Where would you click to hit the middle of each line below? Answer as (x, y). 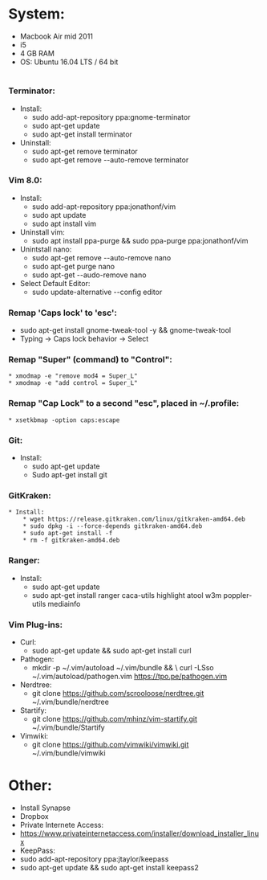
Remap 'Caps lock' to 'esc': (63, 313)
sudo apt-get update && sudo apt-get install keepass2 (109, 867)
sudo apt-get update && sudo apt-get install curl (111, 650)
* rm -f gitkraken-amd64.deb (71, 540)
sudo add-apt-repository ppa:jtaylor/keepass (94, 859)
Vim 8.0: (25, 180)
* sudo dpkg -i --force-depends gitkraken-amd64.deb (113, 526)
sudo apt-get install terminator (82, 134)
